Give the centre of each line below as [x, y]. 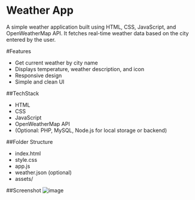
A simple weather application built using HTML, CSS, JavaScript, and [91, 27]
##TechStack [23, 93]
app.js [22, 166]
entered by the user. [31, 39]
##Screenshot [24, 190]
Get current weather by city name [56, 63]
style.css [26, 159]
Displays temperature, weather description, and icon [80, 69]
